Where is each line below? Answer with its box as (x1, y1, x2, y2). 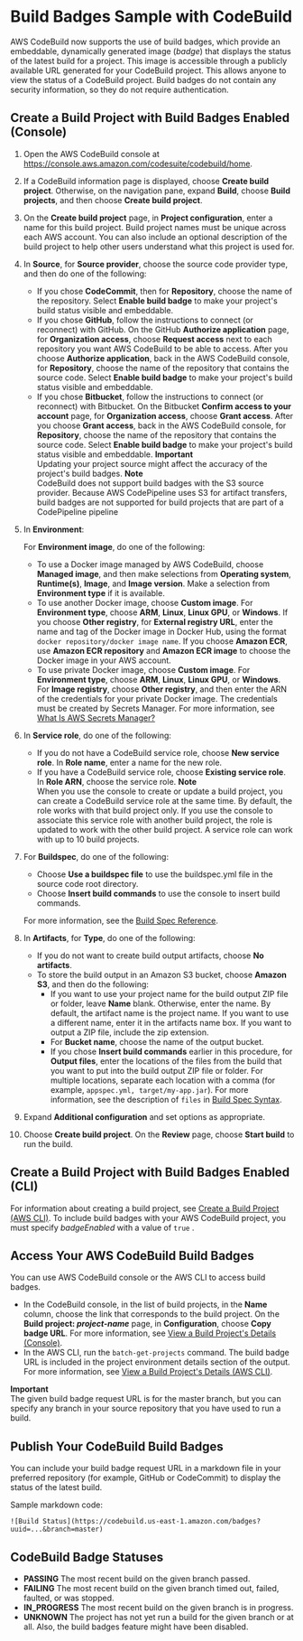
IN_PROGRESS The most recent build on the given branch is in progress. (23, 1602, 294, 1613)
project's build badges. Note (36, 468, 143, 479)
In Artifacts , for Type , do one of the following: (23, 932, 197, 943)
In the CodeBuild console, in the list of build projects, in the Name (23, 1299, 268, 1310)
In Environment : (23, 524, 85, 535)
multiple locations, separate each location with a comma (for (50, 1075, 276, 1086)
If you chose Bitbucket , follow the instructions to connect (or (36, 391, 264, 402)
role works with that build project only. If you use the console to (36, 805, 273, 816)
